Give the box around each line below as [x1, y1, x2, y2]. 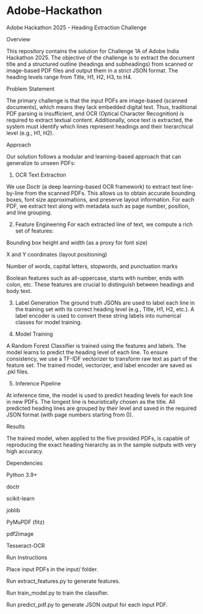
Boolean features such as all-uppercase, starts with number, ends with [6, 274, 184, 281]
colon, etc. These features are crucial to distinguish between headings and [6, 281, 194, 288]
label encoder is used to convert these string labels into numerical [15, 312, 182, 319]
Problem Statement [6, 85, 55, 92]
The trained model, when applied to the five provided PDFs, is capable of [6, 434, 190, 442]
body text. [6, 287, 32, 294]
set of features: [15, 227, 54, 235]
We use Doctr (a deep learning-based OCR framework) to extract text [6, 183, 181, 190]
